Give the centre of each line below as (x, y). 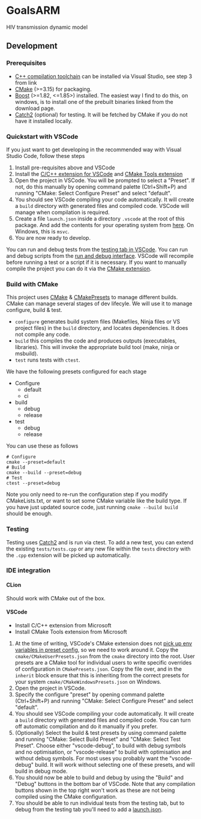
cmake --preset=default (36, 462)
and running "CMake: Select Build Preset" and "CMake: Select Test (98, 739)
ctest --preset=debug (33, 483)
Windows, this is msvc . (42, 231)
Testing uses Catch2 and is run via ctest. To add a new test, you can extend (100, 542)
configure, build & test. (34, 310)
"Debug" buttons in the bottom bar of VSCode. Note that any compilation (105, 784)
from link (26, 82)
